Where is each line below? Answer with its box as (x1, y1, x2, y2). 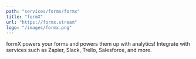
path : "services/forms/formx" (6, 8, 80, 14)
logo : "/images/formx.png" (6, 24, 72, 31)
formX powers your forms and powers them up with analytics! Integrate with (6, 40, 191, 47)
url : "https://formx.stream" (6, 19, 77, 25)
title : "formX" (6, 14, 43, 20)
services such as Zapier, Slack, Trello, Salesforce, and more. (6, 47, 153, 54)
